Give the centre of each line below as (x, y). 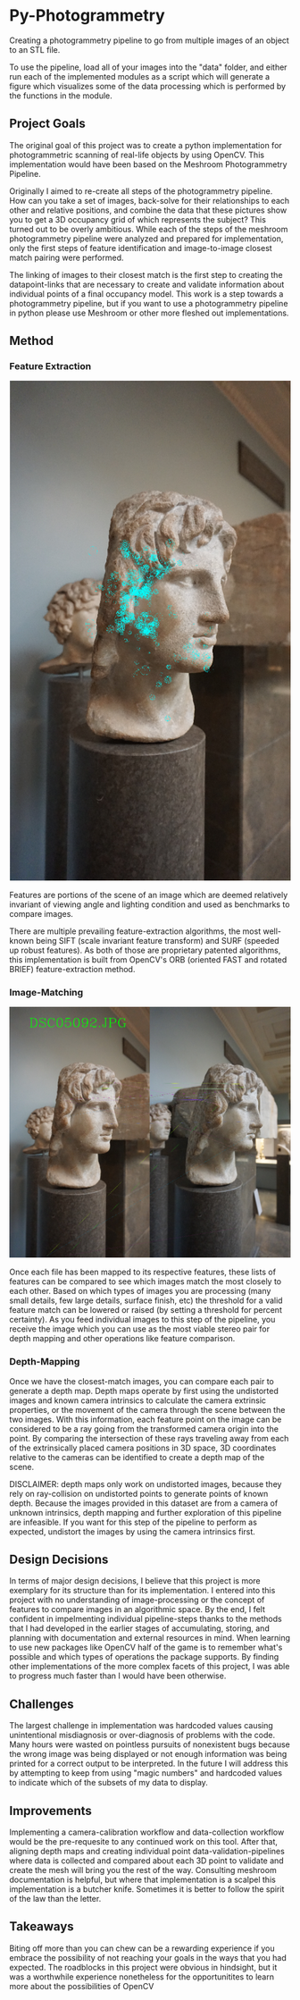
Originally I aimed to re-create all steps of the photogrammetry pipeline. (141, 191)
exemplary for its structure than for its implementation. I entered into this (142, 1591)
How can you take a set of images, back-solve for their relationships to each (150, 200)
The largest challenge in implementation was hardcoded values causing (142, 1726)
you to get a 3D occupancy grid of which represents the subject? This (137, 219)
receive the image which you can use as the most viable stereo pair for (140, 1329)
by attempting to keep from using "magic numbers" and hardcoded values (146, 1773)
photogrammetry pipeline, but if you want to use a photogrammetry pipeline (149, 303)
